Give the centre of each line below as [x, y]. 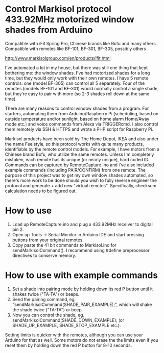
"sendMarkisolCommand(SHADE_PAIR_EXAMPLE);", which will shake [82, 304]
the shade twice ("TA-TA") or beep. [47, 309]
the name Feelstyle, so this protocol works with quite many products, [75, 144]
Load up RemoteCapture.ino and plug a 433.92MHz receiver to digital [82, 224]
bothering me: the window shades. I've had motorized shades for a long [78, 73]
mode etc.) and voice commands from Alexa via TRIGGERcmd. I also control [82, 124]
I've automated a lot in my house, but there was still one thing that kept [76, 68]
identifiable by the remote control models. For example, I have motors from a [82, 149]
